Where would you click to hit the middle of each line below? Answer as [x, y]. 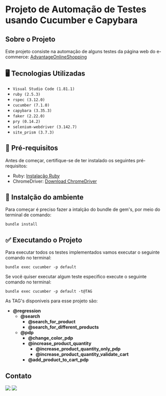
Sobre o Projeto [30, 39]
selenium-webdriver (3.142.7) [45, 127]
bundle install [21, 224]
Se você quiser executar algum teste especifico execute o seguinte [76, 277]
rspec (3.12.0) [29, 100]
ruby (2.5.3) [27, 94]
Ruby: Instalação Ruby [36, 175]
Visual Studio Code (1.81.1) [44, 89]
